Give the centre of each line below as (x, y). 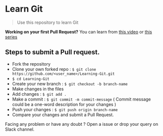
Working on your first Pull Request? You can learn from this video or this (79, 32)
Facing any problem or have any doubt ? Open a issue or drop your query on (81, 124)
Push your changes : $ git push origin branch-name (65, 109)
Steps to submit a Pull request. (52, 52)
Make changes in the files (38, 89)
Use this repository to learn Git (48, 22)
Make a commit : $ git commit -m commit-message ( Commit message (81, 99)
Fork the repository (31, 64)
